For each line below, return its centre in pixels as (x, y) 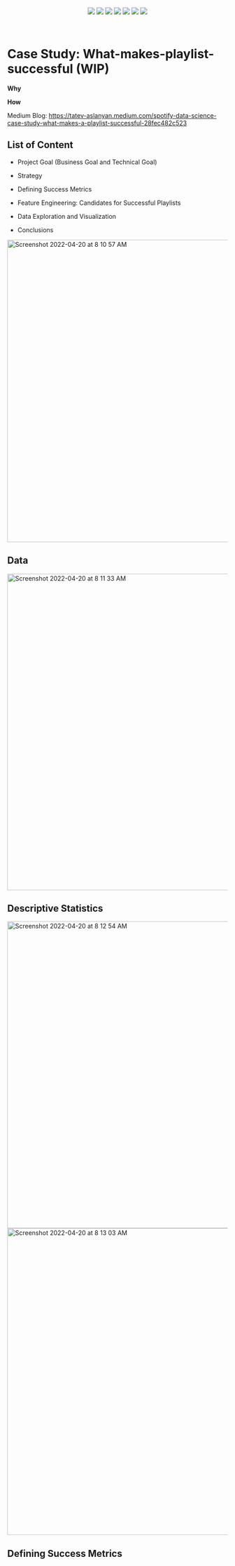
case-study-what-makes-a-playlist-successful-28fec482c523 (97, 123)
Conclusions (35, 230)
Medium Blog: (27, 115)
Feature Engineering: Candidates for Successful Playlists (99, 203)
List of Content (40, 145)
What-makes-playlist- (149, 54)
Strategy (30, 175)
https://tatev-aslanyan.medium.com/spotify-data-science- (133, 115)
